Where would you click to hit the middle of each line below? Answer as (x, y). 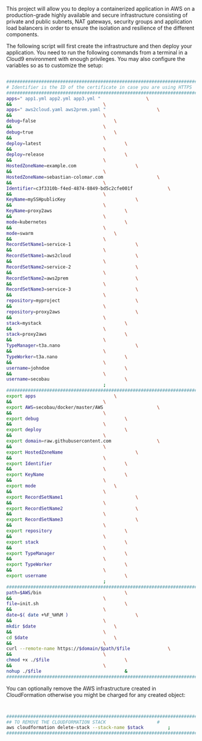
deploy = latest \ (67, 143)
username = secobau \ (67, 379)
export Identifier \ (67, 464)
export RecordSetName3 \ (72, 520)
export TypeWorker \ (67, 565)
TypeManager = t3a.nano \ (72, 346)
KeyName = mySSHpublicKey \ (72, 200)
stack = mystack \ (67, 323)
